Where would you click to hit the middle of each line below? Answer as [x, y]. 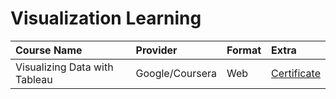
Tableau [34, 79]
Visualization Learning [106, 18]
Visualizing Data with [64, 67]
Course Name [49, 50]
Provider [156, 50]
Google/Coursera [176, 73]
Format [244, 50]
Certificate [296, 73]
